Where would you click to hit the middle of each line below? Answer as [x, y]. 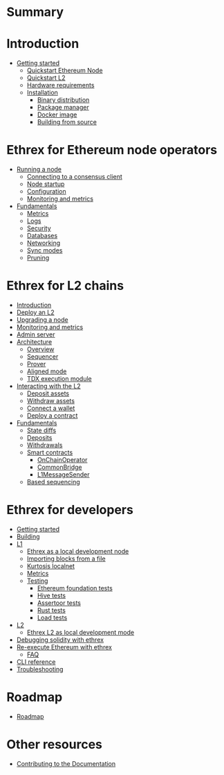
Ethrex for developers [70, 510]
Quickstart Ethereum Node [65, 71]
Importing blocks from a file [66, 559]
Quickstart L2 [46, 78]
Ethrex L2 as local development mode [81, 632]
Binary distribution [63, 100]
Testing [37, 581]
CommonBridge [59, 467]
